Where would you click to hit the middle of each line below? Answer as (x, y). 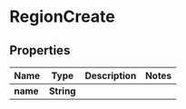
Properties (40, 50)
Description (111, 76)
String (62, 91)
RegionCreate (62, 17)
